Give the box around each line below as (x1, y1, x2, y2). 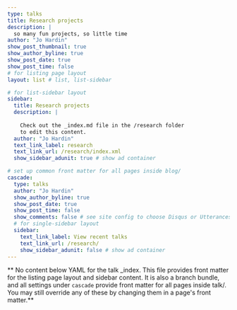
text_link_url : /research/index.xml (13, 148, 121, 156)
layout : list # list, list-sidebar (7, 76, 112, 84)
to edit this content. (20, 128, 87, 135)
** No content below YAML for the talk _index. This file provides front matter (7, 266, 229, 275)
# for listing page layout (7, 69, 87, 76)
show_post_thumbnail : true (7, 43, 87, 50)
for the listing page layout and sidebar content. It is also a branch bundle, (7, 273, 220, 282)
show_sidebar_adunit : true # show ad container (13, 155, 157, 162)
